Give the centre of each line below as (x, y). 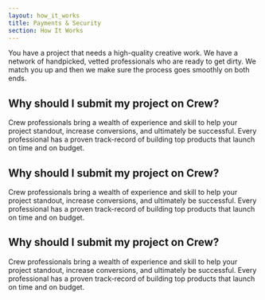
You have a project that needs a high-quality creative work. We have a (123, 53)
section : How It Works (46, 30)
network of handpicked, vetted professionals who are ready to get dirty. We (132, 61)
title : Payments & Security (55, 23)
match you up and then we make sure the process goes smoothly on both (129, 70)
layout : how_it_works (44, 16)
